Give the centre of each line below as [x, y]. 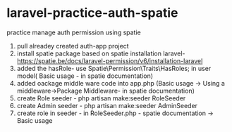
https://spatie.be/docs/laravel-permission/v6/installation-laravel [110, 60]
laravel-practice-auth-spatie [92, 13]
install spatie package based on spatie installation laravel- [101, 53]
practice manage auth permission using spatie [74, 32]
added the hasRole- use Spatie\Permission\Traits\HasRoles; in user [114, 68]
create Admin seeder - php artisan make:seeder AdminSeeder [107, 105]
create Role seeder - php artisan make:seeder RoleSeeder [101, 98]
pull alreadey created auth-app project [73, 46]
